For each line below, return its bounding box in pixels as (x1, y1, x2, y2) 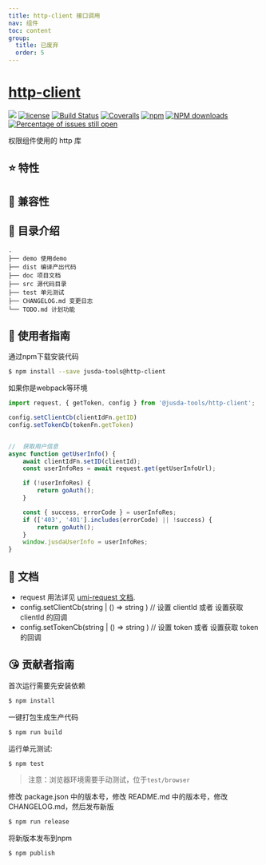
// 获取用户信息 (8, 442, 58, 450)
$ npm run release (8, 818, 69, 826)
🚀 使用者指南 (8, 329, 70, 342)
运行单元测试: (8, 743, 54, 753)
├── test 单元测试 (8, 289, 65, 297)
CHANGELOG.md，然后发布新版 (8, 802, 114, 811)
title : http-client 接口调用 (8, 11, 101, 20)
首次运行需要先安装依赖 (8, 680, 85, 690)
